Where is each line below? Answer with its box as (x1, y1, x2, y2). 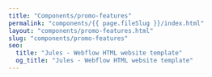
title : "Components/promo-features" (8, 11, 132, 20)
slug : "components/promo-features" (8, 34, 129, 43)
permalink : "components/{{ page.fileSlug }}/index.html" (8, 19, 205, 27)
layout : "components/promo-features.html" (8, 26, 154, 34)
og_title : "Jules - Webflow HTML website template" (15, 57, 194, 65)
